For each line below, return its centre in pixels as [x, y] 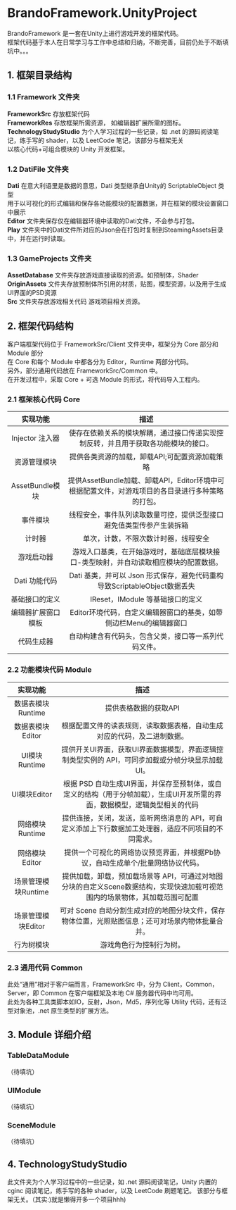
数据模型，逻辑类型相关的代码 [149, 804]
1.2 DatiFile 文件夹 [38, 169]
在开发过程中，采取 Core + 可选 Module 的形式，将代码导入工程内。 [105, 380]
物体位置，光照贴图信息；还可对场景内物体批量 [139, 921]
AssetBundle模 [35, 486]
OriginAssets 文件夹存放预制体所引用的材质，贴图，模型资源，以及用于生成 [117, 284]
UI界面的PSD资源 [32, 293]
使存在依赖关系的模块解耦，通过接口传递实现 [143, 433]
